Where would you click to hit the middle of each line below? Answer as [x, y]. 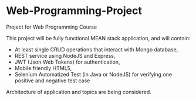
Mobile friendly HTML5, [43, 68]
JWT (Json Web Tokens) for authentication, [67, 62]
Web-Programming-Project [74, 11]
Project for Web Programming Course [52, 27]
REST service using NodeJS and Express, [65, 55]
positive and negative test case [52, 81]
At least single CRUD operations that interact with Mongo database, [96, 49]
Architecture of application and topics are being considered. [79, 92]
